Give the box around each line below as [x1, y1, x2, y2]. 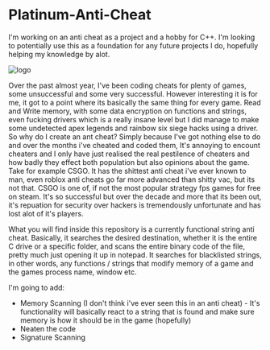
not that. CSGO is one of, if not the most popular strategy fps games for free [8, 183, 261, 192]
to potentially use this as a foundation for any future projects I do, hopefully [8, 40, 259, 50]
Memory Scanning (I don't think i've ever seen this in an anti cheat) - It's [19, 298, 260, 307]
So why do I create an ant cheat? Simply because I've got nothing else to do [8, 131, 261, 142]
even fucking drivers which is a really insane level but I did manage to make [8, 114, 260, 124]
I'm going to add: [8, 282, 65, 292]
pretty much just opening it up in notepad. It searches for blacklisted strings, [8, 249, 262, 259]
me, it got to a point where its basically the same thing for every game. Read [8, 97, 262, 107]
